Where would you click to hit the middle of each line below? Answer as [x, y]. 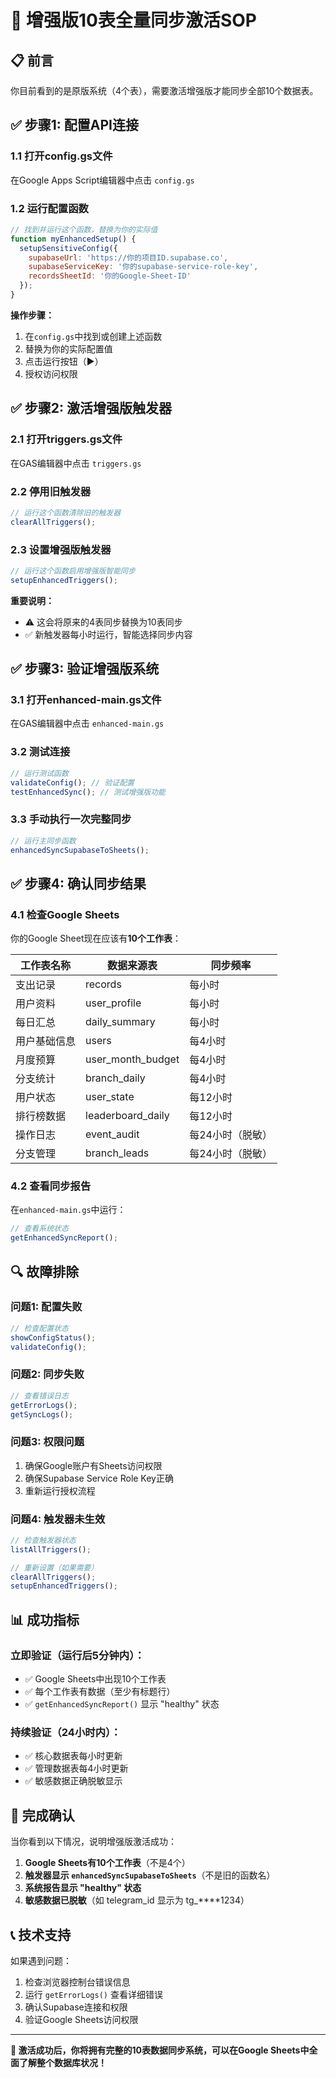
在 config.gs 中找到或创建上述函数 [93, 336]
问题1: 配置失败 [46, 1307]
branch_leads [117, 1153]
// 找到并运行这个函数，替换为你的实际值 [84, 229]
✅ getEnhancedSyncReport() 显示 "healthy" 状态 [122, 1704]
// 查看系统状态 [39, 1229]
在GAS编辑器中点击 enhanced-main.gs [87, 723]
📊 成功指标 [45, 1619]
